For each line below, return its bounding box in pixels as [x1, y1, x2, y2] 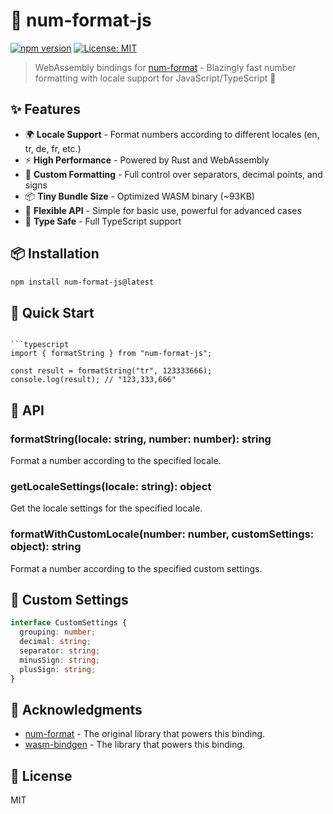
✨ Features [10, 101, 81, 118]
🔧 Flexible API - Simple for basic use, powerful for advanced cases [24, 204, 302, 216]
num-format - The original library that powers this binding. [24, 728, 266, 740]
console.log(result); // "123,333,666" [10, 375, 177, 385]
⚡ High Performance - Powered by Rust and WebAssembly [24, 154, 270, 166]
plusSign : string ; [19, 664, 97, 674]
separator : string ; [19, 645, 101, 656]
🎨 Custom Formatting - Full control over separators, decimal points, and [24, 168, 323, 180]
